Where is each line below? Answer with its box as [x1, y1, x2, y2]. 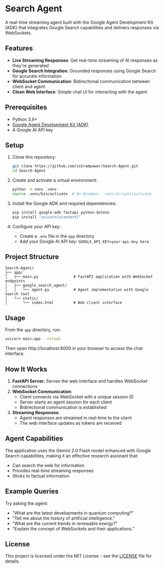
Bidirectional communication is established [19, 404, 107, 410]
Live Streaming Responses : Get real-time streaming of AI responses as [12, 57, 158, 63]
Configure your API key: [12, 223, 61, 229]
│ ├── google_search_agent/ [5, 283, 67, 288]
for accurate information [12, 73, 62, 79]
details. [5, 558, 20, 564]
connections [12, 383, 38, 389]
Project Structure [5, 253, 59, 261]
